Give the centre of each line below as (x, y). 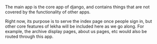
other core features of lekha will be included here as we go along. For (75, 26)
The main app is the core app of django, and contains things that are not (77, 7)
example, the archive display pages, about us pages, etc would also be (76, 31)
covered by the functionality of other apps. (48, 12)
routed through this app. (29, 36)
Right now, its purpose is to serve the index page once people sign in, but (78, 21)
